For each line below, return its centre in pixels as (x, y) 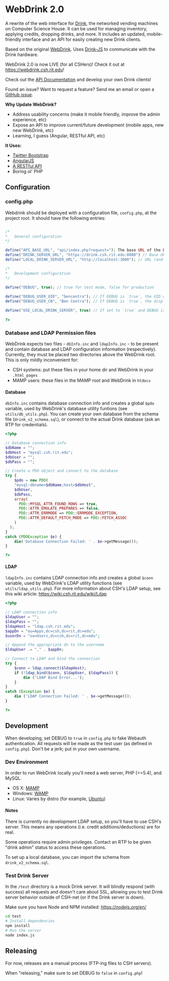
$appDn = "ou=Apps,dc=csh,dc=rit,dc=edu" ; (50, 631)
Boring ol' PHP (28, 171)
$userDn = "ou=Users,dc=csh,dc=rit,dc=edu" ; (53, 636)
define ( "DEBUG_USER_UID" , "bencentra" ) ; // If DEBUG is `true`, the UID (83, 297)
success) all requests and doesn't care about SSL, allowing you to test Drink (84, 892)
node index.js (20, 935)
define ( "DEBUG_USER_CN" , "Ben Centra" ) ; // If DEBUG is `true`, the (78, 302)
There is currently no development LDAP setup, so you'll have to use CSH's (83, 821)
